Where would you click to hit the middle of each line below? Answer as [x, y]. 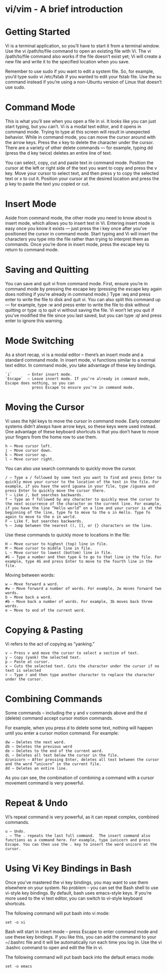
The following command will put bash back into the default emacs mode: [80, 957]
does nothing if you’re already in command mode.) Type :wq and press [78, 294]
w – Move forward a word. [32, 584]
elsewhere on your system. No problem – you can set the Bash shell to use [82, 887]
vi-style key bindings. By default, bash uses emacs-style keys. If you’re [79, 893]
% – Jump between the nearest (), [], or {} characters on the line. [79, 525]
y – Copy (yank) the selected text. [43, 657]
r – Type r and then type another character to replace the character [80, 675]
